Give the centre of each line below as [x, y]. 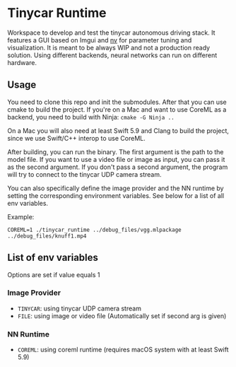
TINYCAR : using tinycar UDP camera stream [79, 308]
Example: [21, 216]
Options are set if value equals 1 [54, 274]
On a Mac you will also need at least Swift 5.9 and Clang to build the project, [118, 130]
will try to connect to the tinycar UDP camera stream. [84, 174]
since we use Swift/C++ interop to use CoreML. [77, 138]
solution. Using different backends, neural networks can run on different [112, 55]
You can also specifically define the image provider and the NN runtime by [116, 188]
